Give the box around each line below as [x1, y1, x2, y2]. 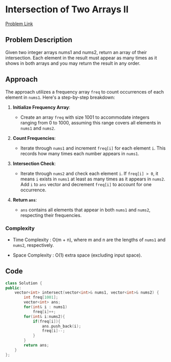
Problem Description [5, 35, 73, 44]
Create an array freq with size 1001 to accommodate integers [20, 114, 149, 120]
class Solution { [5, 280, 42, 286]
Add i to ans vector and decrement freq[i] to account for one [20, 181, 152, 187]
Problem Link [5, 21, 33, 27]
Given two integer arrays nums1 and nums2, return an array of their [5, 49, 147, 55]
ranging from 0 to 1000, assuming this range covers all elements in [20, 119, 161, 125]
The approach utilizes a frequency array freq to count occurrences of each [5, 88, 164, 95]
